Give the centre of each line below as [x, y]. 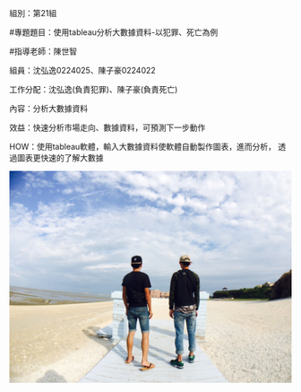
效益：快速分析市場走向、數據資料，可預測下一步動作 [107, 127]
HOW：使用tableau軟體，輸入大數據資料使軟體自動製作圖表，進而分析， [142, 147]
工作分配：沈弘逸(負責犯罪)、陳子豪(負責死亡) [94, 89]
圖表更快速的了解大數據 [60, 158]
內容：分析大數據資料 [48, 109]
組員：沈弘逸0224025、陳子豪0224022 [83, 70]
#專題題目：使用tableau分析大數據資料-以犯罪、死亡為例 [114, 32]
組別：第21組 [33, 13]
